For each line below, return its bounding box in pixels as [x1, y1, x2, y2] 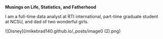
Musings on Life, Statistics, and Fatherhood [5, 4, 97, 10]
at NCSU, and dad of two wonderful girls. [5, 19, 89, 24]
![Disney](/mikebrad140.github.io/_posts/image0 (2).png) [5, 28, 121, 34]
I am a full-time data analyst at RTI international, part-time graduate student [5, 14, 159, 19]
